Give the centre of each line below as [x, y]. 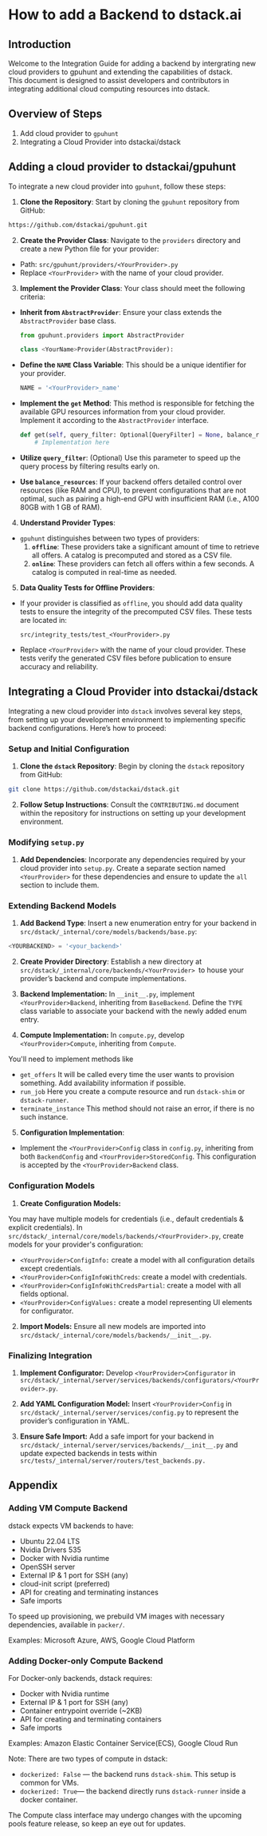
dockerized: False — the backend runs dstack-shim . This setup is [128, 1774]
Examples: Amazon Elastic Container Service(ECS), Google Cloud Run [123, 1743]
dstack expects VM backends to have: [71, 1526]
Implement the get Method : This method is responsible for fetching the [137, 403]
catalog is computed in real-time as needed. [104, 572]
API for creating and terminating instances [89, 1592]
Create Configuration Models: [70, 1203]
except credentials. [51, 1268]
